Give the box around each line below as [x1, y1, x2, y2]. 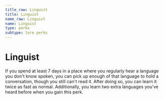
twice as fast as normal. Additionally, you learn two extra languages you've [5, 84, 159, 90]
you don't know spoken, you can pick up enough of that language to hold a [5, 73, 159, 79]
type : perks [5, 26, 30, 31]
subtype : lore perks [5, 30, 48, 35]
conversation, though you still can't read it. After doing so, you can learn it [5, 78, 157, 84]
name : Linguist [5, 21, 37, 26]
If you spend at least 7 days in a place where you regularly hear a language [5, 68, 159, 74]
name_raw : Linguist [5, 16, 46, 21]
